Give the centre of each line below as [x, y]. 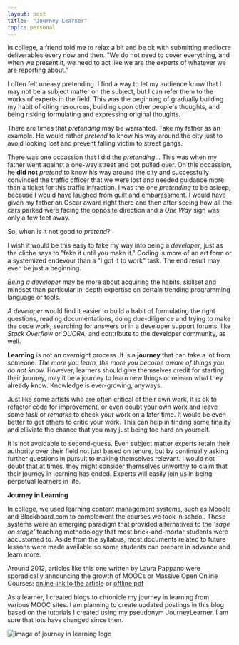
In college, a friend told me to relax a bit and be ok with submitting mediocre [119, 48]
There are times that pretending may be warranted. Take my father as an [114, 128]
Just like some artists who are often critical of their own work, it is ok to [112, 400]
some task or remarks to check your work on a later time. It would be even [117, 415]
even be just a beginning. [45, 268]
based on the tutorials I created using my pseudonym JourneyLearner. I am [118, 613]
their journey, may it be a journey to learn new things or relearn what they [115, 378]
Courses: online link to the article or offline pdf [76, 584]
